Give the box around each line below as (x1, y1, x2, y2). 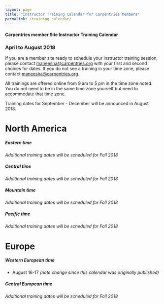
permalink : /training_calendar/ (5, 16, 71, 21)
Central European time (5, 281, 53, 287)
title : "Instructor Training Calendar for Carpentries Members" (5, 12, 140, 17)
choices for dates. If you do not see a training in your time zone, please (5, 66, 149, 72)
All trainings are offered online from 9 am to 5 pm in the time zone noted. (5, 80, 153, 86)
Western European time (5, 257, 55, 263)
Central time (5, 163, 31, 169)
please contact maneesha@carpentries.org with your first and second (5, 60, 147, 67)
